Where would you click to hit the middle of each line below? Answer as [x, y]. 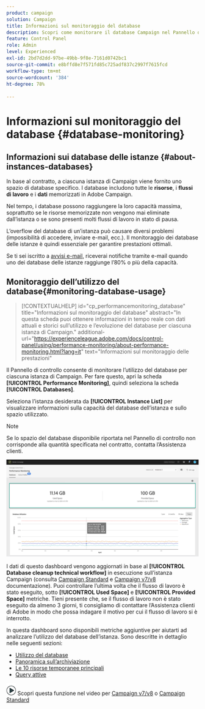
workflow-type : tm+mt [34, 71]
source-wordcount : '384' [38, 77]
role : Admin [21, 45]
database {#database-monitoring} [95, 134]
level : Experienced [31, 52]
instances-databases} [50, 166]
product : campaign [30, 13]
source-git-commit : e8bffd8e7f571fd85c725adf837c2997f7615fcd [87, 64]
